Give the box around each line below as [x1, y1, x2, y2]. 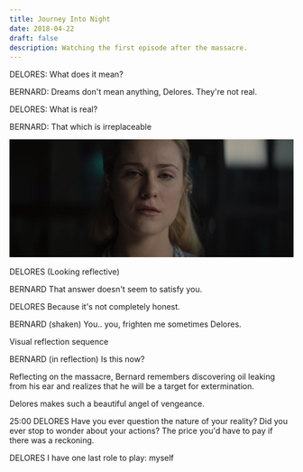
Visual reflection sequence [9, 337, 109, 347]
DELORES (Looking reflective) [9, 266, 120, 277]
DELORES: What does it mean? [9, 69, 124, 80]
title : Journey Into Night [9, 14, 111, 23]
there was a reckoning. [9, 435, 95, 446]
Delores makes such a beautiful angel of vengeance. [9, 398, 205, 410]
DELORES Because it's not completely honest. [9, 301, 180, 312]
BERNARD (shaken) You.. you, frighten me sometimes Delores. [9, 319, 242, 329]
